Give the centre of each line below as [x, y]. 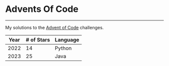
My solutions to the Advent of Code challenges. [55, 27]
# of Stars [38, 40]
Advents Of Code [42, 9]
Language [67, 40]
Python [63, 48]
